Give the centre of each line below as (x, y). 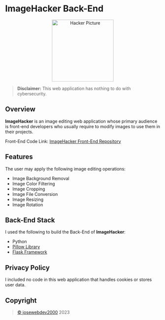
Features (19, 157)
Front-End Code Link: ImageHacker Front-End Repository (63, 141)
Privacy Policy (28, 268)
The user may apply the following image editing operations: (65, 169)
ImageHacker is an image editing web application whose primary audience (81, 121)
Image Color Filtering (33, 183)
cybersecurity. (32, 93)
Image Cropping (29, 189)
